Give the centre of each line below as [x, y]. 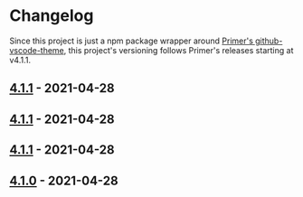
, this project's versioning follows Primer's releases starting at [179, 50]
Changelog [52, 16]
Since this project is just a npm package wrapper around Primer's [131, 41]
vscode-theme [37, 50]
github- [269, 41]
